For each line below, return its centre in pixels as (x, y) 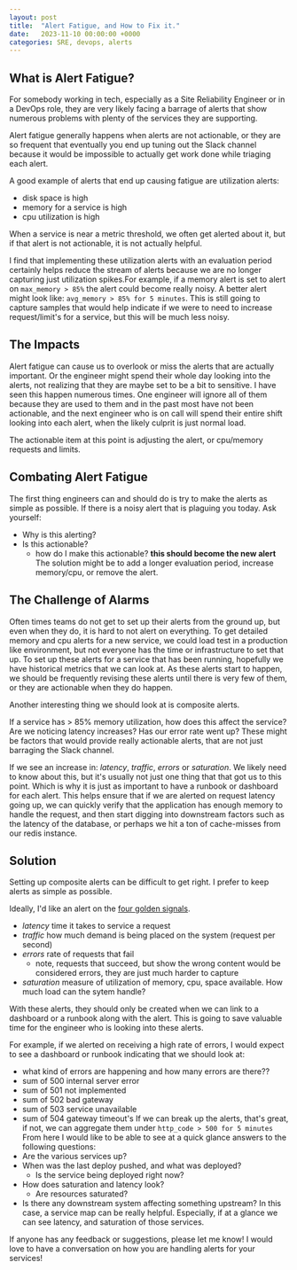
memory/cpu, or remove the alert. (97, 572)
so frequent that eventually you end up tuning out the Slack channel (133, 145)
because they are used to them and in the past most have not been (132, 403)
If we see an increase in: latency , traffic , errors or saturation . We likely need (148, 767)
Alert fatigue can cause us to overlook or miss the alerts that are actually (142, 366)
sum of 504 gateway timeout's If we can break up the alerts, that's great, (155, 1118)
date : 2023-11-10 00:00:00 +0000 (75, 34)
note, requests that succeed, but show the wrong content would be (158, 963)
